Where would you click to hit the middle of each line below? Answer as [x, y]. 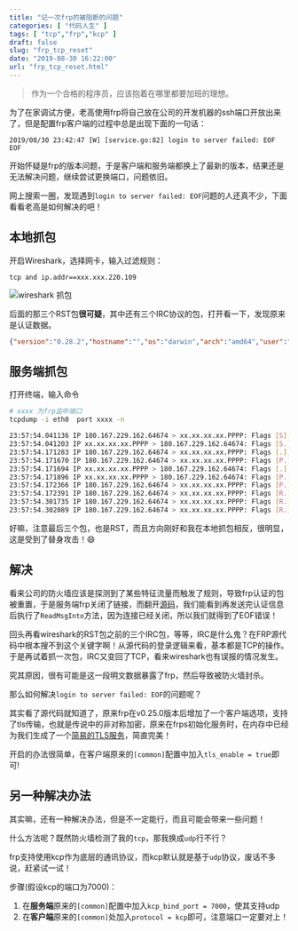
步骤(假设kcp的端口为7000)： [63, 887]
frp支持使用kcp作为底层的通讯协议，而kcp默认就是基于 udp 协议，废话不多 [143, 856]
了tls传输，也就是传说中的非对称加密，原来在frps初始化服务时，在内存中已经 [149, 724]
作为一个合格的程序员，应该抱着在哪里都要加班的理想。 [132, 93]
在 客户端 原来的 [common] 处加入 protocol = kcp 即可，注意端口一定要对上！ [155, 917]
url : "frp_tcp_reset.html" [59, 68]
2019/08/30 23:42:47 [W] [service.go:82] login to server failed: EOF [142, 140]
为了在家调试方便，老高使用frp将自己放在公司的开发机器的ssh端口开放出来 [145, 112]
